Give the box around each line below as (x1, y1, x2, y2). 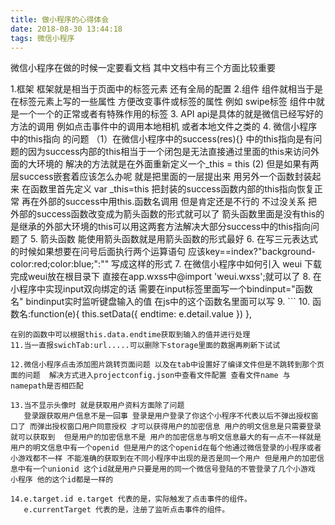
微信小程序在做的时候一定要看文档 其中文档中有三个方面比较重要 (10, 62, 276, 74)
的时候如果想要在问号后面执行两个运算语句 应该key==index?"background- (10, 246, 316, 258)
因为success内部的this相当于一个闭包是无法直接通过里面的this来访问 (27, 146, 311, 158)
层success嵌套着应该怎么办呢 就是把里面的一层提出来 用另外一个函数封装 (10, 171, 313, 183)
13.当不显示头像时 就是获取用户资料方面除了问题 (10, 401, 185, 411)
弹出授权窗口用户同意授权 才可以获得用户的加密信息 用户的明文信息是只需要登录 (36, 422, 322, 432)
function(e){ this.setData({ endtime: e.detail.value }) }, (30, 308, 252, 320)
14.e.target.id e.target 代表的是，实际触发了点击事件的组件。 (10, 494, 252, 505)
